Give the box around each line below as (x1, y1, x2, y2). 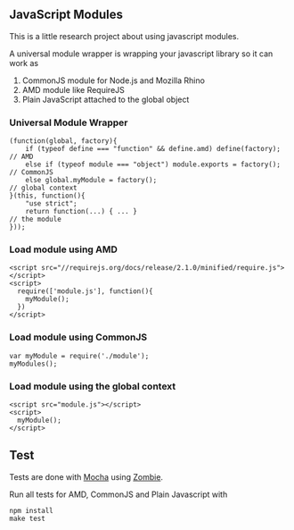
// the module (9, 215, 62, 224)
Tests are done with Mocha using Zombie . (9, 471, 163, 482)
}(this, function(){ (9, 191, 86, 200)
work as (9, 57, 38, 68)
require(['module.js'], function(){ (17, 287, 153, 296)
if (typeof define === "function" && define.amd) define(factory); (25, 145, 281, 154)
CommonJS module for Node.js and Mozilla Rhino (21, 75, 205, 86)
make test (9, 514, 46, 523)
